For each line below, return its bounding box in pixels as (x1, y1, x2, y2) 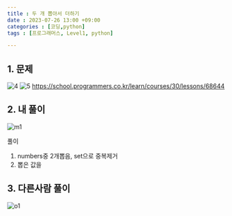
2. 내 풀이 (7, 103, 46, 115)
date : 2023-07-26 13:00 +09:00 (7, 17, 100, 24)
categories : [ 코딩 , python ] (7, 23, 85, 30)
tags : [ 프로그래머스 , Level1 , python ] (7, 29, 114, 37)
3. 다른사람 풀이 (7, 183, 71, 194)
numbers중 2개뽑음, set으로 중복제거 (17, 151, 118, 160)
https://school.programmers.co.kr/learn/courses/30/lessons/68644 (32, 82, 225, 90)
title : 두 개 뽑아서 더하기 (7, 10, 80, 17)
